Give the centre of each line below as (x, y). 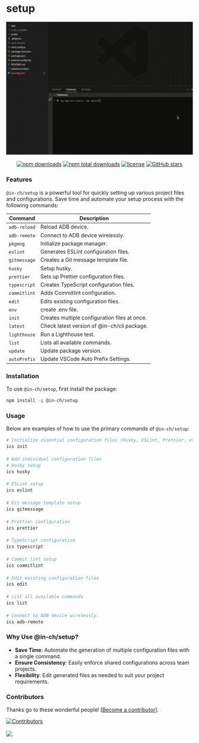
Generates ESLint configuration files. (85, 252)
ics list (17, 603)
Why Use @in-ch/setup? (42, 637)
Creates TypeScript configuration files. (88, 285)
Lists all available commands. (76, 342)
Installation (23, 376)
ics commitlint (25, 566)
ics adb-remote (25, 622)
